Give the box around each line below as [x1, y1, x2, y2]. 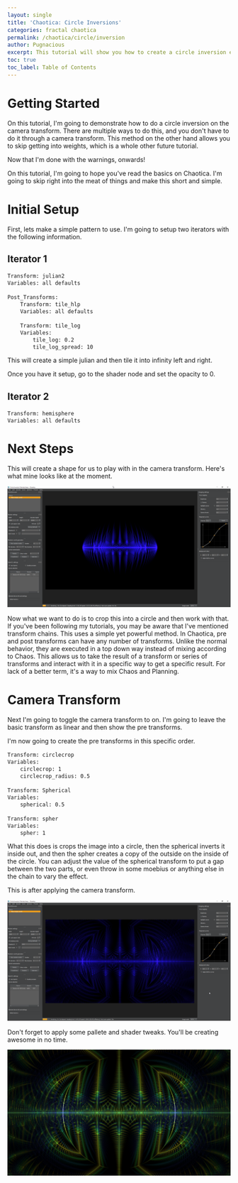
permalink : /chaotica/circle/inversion [7, 34, 125, 41]
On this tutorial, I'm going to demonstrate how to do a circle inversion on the [7, 119, 229, 127]
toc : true [7, 57, 37, 64]
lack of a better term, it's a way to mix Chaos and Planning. [7, 667, 179, 675]
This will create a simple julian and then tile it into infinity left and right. [7, 356, 212, 365]
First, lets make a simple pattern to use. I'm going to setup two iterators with [7, 224, 229, 234]
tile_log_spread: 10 [33, 344, 93, 351]
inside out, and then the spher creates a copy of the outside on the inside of [7, 849, 229, 858]
